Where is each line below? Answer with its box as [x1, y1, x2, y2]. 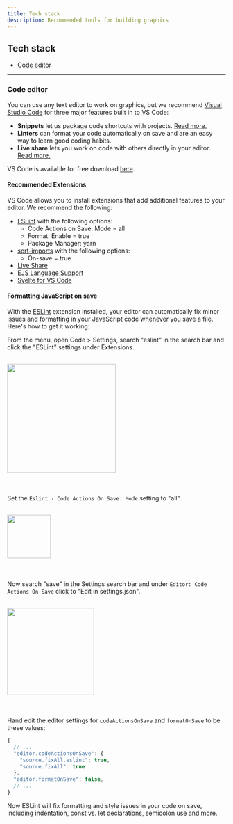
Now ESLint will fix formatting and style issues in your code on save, [7, 801, 202, 809]
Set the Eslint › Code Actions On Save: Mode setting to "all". [7, 494, 182, 502]
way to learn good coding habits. [17, 136, 112, 145]
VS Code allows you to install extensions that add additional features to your [7, 196, 225, 204]
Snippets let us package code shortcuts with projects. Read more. [17, 121, 207, 129]
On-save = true [27, 253, 71, 262]
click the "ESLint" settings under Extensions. [7, 343, 135, 351]
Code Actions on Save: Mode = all [27, 224, 126, 232]
